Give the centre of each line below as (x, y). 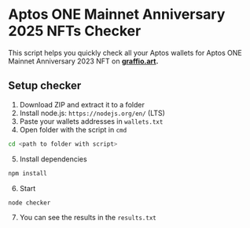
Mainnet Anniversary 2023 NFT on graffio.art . (83, 61)
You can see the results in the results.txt (88, 218)
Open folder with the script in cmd (73, 129)
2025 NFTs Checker (75, 31)
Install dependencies (53, 159)
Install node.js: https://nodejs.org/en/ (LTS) (92, 113)
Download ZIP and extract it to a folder (82, 104)
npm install (28, 173)
